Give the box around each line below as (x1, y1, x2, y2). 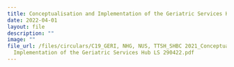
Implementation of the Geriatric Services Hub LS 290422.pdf (13, 50, 195, 57)
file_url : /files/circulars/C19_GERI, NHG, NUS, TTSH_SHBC (7, 43, 182, 50)
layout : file (7, 23, 45, 30)
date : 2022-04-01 (7, 17, 58, 24)
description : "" (7, 29, 54, 37)
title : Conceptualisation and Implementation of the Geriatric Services (7, 10, 223, 17)
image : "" (7, 36, 36, 43)
